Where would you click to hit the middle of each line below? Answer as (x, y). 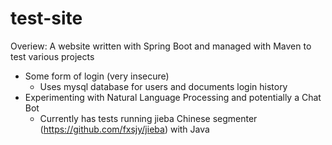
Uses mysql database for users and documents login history (163, 86)
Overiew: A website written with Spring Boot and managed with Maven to (161, 46)
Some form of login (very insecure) (97, 76)
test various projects (52, 56)
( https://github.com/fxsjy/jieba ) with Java (124, 129)
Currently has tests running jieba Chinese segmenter (148, 118)
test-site (46, 18)
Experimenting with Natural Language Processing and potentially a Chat (173, 97)
